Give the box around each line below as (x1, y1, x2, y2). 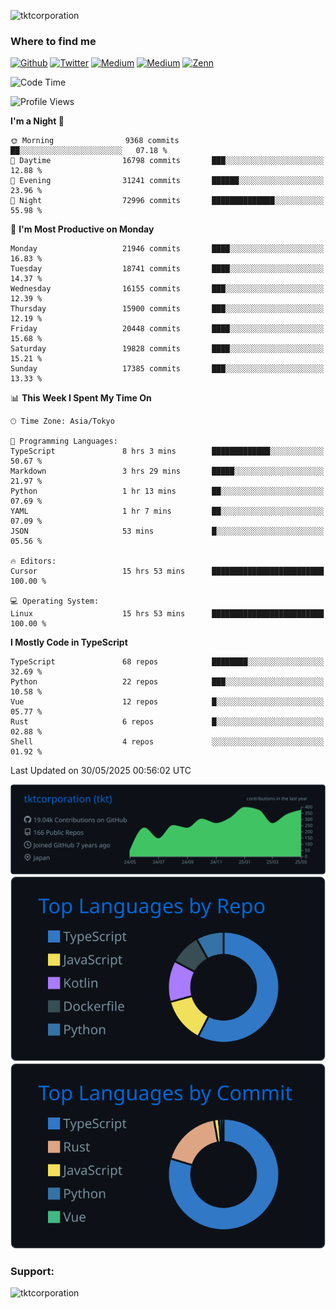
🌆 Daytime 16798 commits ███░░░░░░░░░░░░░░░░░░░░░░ (10, 156, 325, 166)
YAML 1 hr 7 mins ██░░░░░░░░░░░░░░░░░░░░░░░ (10, 506, 325, 517)
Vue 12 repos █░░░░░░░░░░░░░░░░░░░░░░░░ (10, 697, 325, 707)
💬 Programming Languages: (10, 436, 118, 447)
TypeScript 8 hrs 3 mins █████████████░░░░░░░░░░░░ (10, 446, 325, 457)
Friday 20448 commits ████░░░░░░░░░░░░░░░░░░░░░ (10, 324, 325, 334)
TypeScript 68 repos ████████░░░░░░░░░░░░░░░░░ (10, 657, 325, 667)
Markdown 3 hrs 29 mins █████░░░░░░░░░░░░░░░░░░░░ (10, 466, 325, 477)
